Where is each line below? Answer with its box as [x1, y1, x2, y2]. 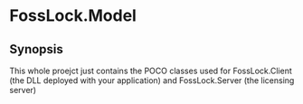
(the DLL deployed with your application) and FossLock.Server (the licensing [9, 75, 295, 86]
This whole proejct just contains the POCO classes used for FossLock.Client [9, 65, 292, 76]
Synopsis [9, 42, 63, 57]
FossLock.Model [9, 5, 137, 26]
